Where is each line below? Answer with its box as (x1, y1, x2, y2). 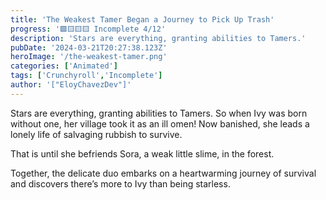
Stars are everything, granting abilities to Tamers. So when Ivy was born (10, 107, 308, 119)
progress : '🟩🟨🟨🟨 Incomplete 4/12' (10, 24, 167, 34)
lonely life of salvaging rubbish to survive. (10, 128, 183, 140)
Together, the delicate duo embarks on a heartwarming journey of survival (10, 167, 317, 179)
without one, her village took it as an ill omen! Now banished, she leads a (10, 117, 310, 130)
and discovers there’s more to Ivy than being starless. (10, 177, 231, 190)
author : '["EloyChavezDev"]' (10, 80, 132, 90)
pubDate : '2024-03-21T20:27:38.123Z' (10, 42, 168, 53)
